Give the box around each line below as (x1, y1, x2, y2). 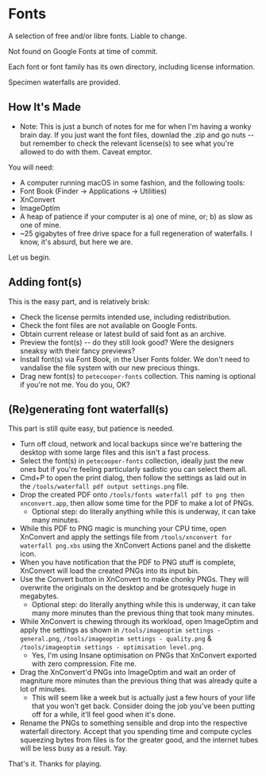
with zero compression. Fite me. (31, 659, 137, 669)
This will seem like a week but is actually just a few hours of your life (31, 693, 256, 703)
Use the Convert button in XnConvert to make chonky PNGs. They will (19, 575, 249, 584)
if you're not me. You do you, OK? (19, 380, 130, 389)
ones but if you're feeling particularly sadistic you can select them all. (19, 465, 248, 474)
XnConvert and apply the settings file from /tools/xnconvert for (19, 532, 233, 542)
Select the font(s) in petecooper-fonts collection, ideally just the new (19, 456, 245, 466)
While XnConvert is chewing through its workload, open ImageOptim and (19, 617, 259, 626)
